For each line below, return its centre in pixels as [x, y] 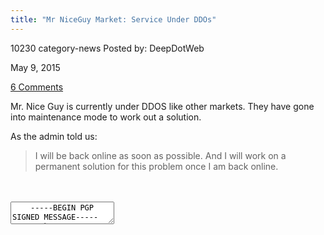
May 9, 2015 [35, 67]
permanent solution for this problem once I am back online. [156, 166]
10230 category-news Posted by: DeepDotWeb [107, 48]
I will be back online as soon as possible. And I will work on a [160, 155]
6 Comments [37, 87]
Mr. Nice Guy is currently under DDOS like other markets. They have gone [162, 106]
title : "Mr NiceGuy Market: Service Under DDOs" [113, 19]
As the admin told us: [54, 136]
